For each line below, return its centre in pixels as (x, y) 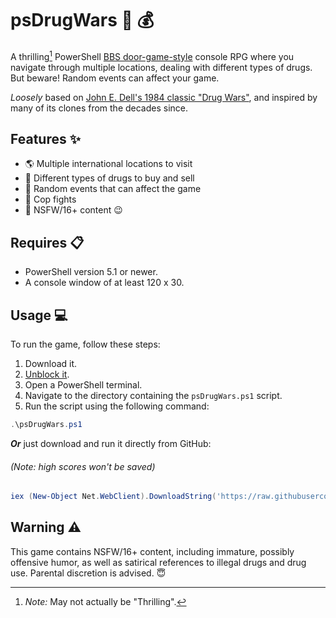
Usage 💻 (39, 315)
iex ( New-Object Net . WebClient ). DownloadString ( (113, 497)
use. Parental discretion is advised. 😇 (88, 573)
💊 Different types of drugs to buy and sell (109, 178)
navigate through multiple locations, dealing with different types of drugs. (161, 67)
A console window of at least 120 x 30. (104, 283)
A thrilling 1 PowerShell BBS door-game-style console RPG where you (152, 55)
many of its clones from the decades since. (99, 108)
